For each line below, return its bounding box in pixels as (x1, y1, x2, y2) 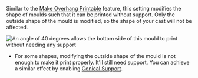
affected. (6, 23, 28, 30)
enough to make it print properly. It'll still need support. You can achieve (14, 59, 190, 66)
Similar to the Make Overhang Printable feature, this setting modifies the (6, 5, 181, 12)
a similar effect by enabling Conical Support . (14, 65, 123, 72)
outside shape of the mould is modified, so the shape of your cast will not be (6, 18, 192, 24)
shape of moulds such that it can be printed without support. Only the (6, 11, 176, 18)
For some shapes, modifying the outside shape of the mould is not (14, 53, 176, 59)
